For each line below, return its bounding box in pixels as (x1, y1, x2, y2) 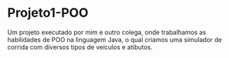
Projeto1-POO (7, 5, 88, 21)
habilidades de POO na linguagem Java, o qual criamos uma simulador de (7, 35, 223, 43)
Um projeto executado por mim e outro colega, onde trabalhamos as (7, 28, 206, 36)
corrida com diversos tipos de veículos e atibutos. (7, 43, 153, 51)
